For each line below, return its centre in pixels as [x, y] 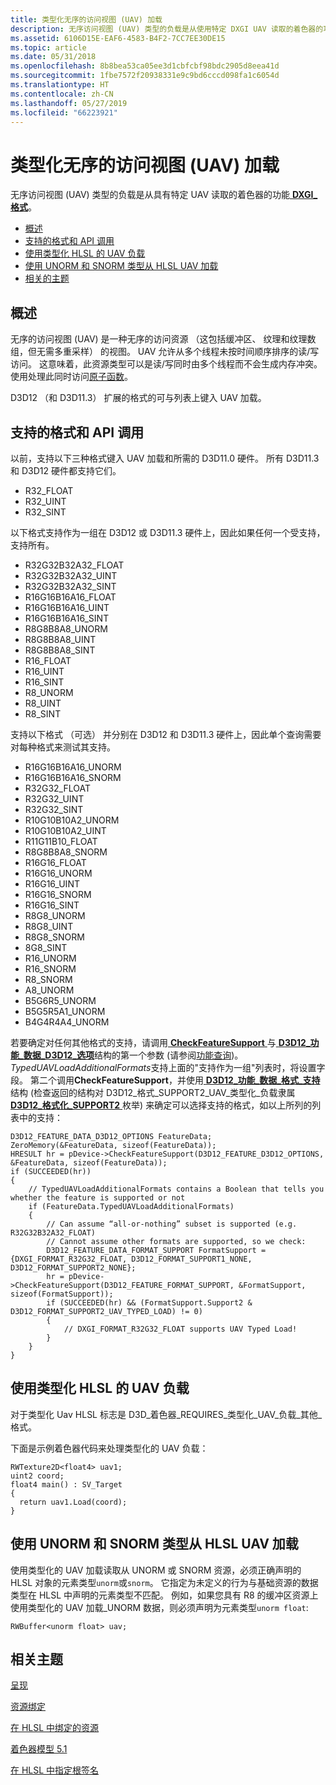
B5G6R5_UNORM [60, 1000]
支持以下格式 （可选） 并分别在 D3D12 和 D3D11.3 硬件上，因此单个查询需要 [166, 734]
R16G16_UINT [52, 883]
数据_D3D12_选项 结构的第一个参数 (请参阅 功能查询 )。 [133, 1055]
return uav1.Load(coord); [73, 1502]
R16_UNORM [50, 958]
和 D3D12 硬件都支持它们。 [66, 470]
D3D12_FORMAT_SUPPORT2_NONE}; [73, 1267]
